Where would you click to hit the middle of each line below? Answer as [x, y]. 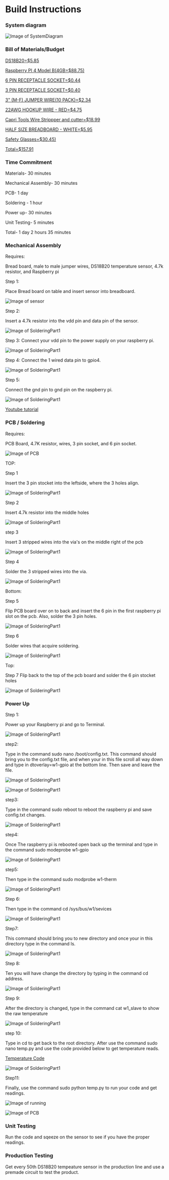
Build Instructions [44, 9]
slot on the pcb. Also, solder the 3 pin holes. [51, 616]
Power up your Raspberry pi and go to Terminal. [55, 724]
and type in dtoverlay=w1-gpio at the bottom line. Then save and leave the [83, 765]
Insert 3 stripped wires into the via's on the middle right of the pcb [74, 542]
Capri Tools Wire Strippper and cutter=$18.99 [53, 119]
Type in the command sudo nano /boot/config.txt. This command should [81, 754]
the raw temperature [27, 1013]
